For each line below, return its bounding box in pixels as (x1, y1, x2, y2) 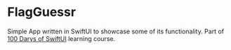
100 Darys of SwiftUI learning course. (7, 34, 116, 42)
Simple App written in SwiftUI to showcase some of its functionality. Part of (7, 27, 225, 35)
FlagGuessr (7, 4, 76, 20)
